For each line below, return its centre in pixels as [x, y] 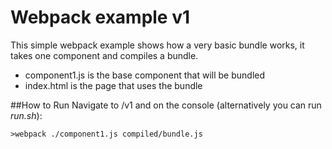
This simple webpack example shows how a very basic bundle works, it [157, 45]
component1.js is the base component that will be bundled [145, 75]
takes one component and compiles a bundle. [104, 55]
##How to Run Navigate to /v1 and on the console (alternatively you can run [166, 105]
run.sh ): [26, 115]
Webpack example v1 [100, 17]
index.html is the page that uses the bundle [113, 85]
